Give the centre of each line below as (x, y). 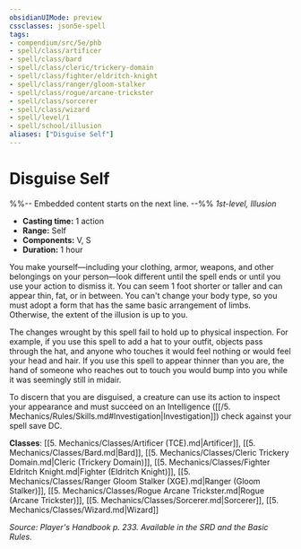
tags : (19, 34)
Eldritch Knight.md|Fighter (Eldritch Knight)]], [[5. (100, 471)
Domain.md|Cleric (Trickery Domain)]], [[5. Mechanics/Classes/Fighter (140, 462)
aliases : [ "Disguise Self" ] (62, 135)
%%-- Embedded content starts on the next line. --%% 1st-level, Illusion (143, 204)
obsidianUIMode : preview (56, 17)
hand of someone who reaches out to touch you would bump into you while (149, 370)
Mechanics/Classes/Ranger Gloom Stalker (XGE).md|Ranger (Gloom (135, 481)
